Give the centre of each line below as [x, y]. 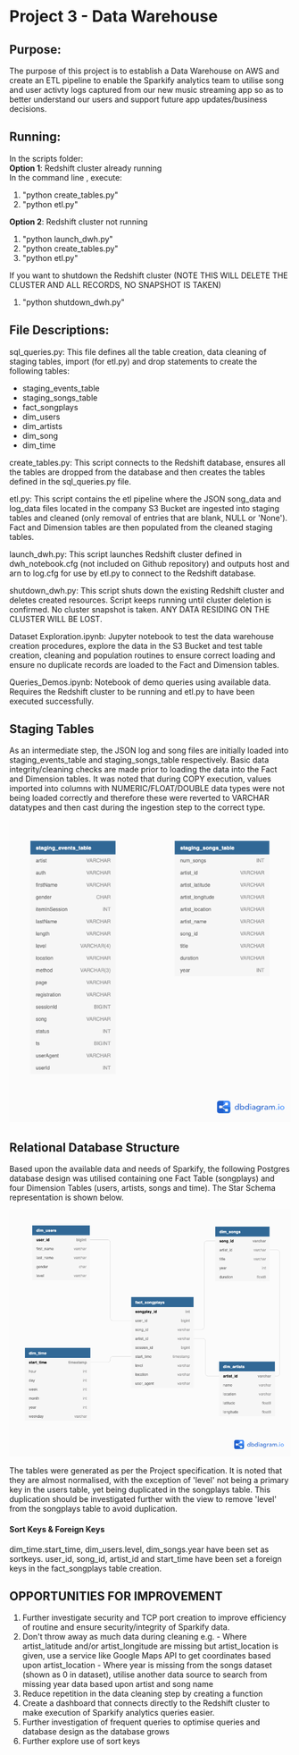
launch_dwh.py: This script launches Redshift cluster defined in [126, 554]
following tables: [39, 371]
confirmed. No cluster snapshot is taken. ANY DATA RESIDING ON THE [140, 609]
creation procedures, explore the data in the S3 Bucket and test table [136, 645]
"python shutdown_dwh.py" [73, 302]
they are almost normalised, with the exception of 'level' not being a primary [149, 1481]
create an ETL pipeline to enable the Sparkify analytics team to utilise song [146, 80]
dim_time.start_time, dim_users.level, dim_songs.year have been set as [139, 1549]
